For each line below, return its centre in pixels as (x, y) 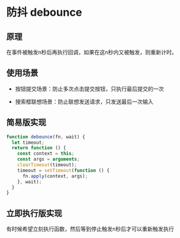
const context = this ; (46, 154)
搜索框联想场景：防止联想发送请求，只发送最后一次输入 (84, 101)
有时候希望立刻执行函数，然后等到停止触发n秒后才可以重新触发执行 (90, 229)
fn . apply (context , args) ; (55, 176)
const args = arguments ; (48, 159)
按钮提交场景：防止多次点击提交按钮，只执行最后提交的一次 (89, 89)
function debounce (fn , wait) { (46, 137)
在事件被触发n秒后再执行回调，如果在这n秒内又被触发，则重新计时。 (92, 52)
